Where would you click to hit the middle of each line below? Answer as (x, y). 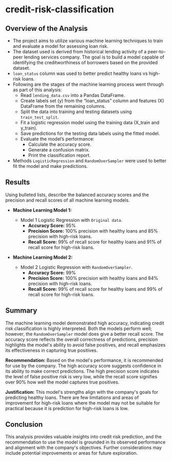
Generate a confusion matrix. (59, 150)
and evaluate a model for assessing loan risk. (61, 46)
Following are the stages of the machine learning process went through (88, 84)
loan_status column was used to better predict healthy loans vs (80, 73)
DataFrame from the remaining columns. (63, 106)
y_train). (29, 128)
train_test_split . (40, 117)
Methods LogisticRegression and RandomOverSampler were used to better (90, 161)
